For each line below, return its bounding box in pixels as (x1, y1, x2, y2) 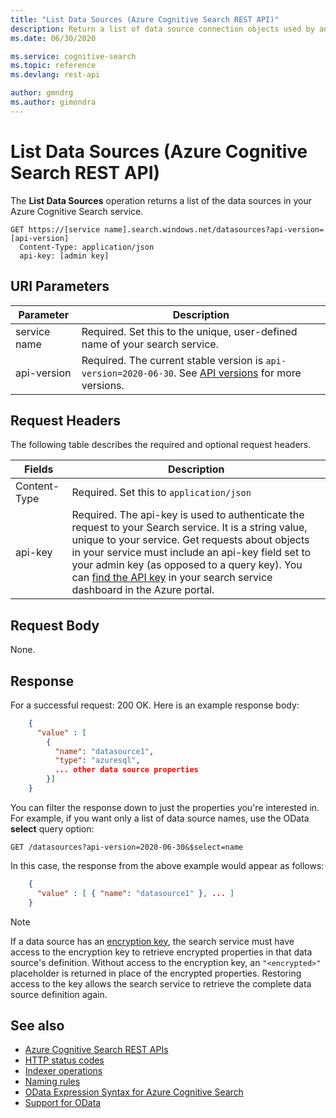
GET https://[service (10, 224, 101, 235)
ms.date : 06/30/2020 (10, 33, 97, 43)
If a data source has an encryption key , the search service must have (10, 935, 295, 947)
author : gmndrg (10, 88, 74, 98)
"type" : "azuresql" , (54, 756, 141, 766)
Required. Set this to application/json (71, 486, 252, 500)
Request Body (10, 617, 100, 634)
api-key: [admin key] (19, 251, 110, 261)
